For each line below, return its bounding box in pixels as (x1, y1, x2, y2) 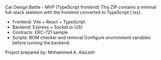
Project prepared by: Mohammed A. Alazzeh (5, 49, 95, 55)
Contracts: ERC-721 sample (12, 30, 68, 35)
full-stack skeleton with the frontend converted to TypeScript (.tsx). (5, 9, 142, 15)
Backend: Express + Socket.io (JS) (12, 24, 83, 30)
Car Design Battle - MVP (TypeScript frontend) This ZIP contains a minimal (5, 4, 157, 10)
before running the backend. (12, 40, 70, 46)
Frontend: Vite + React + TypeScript (12, 19, 85, 25)
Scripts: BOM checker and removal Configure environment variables (12, 34, 151, 40)
